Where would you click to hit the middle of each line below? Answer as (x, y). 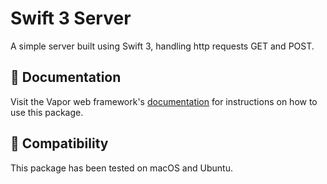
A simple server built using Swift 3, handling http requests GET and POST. (162, 46)
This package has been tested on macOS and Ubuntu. (121, 168)
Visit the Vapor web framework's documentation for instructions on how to (164, 101)
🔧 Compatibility (59, 143)
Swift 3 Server (71, 18)
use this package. (47, 112)
